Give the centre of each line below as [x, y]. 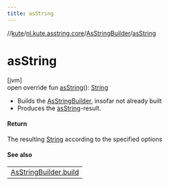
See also [20, 155]
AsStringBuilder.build [45, 172]
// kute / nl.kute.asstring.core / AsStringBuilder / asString [82, 33]
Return [17, 124]
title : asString [30, 13]
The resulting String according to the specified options [85, 139]
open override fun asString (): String [58, 87]
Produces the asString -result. [59, 108]
